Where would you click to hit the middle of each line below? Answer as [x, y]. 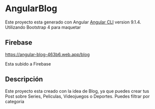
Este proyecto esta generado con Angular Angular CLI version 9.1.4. [73, 22]
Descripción [24, 79]
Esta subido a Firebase [28, 64]
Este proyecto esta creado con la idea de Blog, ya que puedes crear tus [77, 91]
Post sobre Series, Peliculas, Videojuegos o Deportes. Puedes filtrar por [77, 96]
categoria [15, 101]
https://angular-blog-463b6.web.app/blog [47, 54]
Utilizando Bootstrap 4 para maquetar [43, 27]
